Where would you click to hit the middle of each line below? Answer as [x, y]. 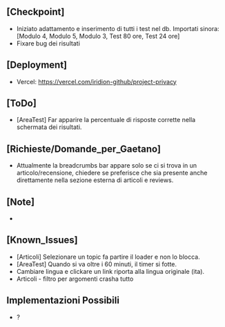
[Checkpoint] [36, 12]
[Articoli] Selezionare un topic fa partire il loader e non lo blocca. [108, 257]
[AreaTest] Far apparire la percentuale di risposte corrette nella [106, 120]
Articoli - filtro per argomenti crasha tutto [75, 279]
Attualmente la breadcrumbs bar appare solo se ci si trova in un [107, 166]
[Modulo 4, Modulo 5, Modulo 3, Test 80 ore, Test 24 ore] [98, 36]
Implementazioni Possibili [63, 300]
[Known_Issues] [42, 240]
